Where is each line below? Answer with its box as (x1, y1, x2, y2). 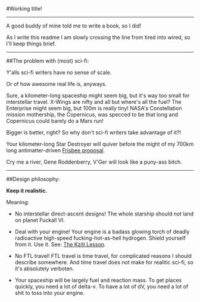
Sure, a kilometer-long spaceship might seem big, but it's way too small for (6, 92, 190, 99)
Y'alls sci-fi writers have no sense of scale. (6, 69, 112, 76)
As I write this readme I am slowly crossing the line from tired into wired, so (6, 34, 190, 41)
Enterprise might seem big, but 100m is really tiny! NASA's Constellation (6, 104, 182, 112)
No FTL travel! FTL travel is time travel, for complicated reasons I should (14, 252, 192, 259)
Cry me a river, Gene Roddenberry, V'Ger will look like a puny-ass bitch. (6, 158, 183, 165)
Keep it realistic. (6, 187, 48, 194)
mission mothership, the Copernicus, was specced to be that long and (6, 111, 179, 118)
